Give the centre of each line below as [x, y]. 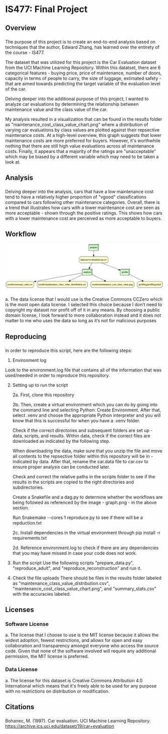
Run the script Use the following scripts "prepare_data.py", [73, 563]
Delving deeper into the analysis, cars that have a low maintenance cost [79, 191]
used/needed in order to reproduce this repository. [58, 375]
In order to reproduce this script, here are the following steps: [69, 350]
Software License [27, 624]
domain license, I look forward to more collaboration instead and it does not [83, 315]
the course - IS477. [25, 52]
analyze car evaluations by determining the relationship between [72, 104]
